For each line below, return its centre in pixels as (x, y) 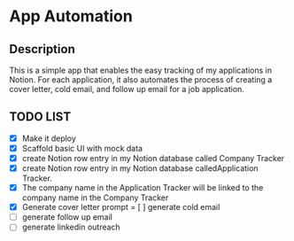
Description (42, 49)
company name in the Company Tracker (95, 198)
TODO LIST (40, 117)
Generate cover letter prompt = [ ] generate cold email (121, 207)
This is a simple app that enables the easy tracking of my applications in (141, 70)
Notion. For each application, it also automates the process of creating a (141, 80)
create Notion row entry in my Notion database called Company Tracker (153, 158)
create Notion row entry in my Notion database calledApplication (140, 168)
